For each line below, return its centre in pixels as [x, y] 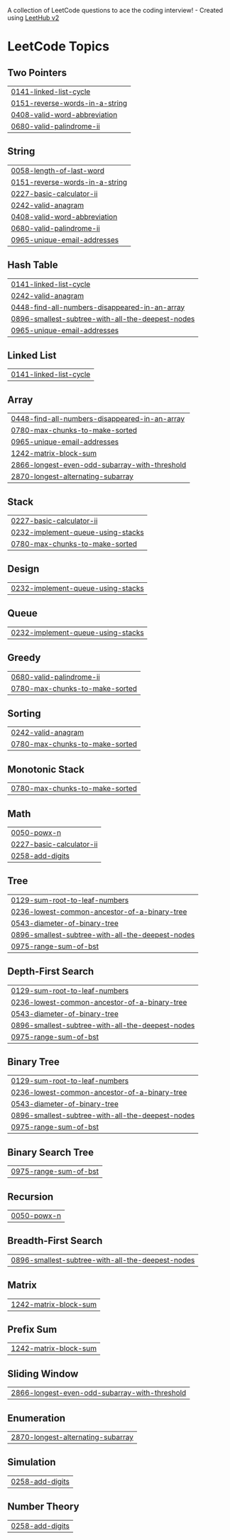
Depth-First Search [51, 972]
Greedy [24, 658]
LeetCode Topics [59, 47]
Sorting [24, 713]
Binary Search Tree [51, 1152]
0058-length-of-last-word [58, 170]
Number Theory [43, 1507]
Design [23, 569]
